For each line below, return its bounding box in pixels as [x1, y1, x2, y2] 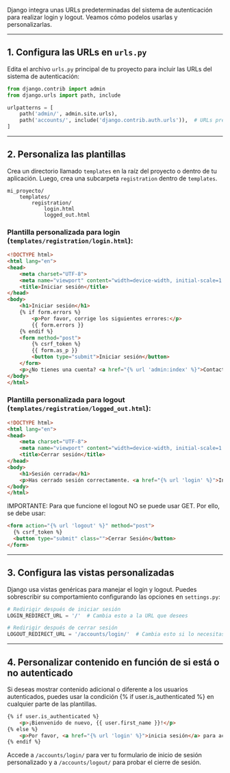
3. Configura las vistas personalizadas [7, 567, 175, 579]
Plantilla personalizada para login [7, 227, 120, 237]
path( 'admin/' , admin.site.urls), [19, 110, 118, 117]
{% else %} [7, 726, 38, 733]
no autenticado [7, 667, 73, 678]
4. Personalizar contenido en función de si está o [7, 656, 220, 668]
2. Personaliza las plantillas [7, 149, 127, 160]
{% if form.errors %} [19, 309, 81, 316]
